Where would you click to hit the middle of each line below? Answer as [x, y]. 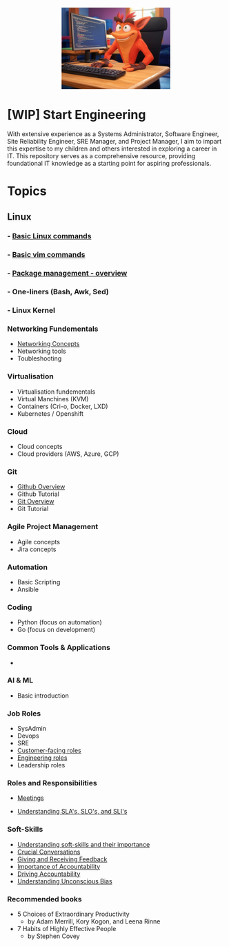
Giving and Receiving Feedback [62, 859]
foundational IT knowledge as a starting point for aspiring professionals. [109, 163]
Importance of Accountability [59, 866]
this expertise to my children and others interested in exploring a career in [112, 149]
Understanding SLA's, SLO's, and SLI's [72, 812]
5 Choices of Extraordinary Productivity [73, 914]
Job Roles [24, 714]
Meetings [30, 798]
